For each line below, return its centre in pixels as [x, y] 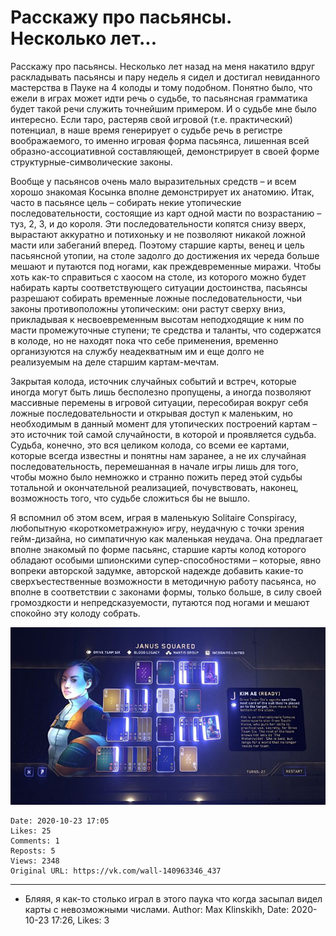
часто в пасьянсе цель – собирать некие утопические [126, 202]
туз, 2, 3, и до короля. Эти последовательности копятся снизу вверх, [158, 223]
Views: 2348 [35, 861]
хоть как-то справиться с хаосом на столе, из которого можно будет [158, 277]
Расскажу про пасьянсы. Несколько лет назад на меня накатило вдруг [163, 66]
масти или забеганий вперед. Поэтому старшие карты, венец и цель [157, 245]
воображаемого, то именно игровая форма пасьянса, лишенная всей [160, 140]
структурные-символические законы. [91, 162]
